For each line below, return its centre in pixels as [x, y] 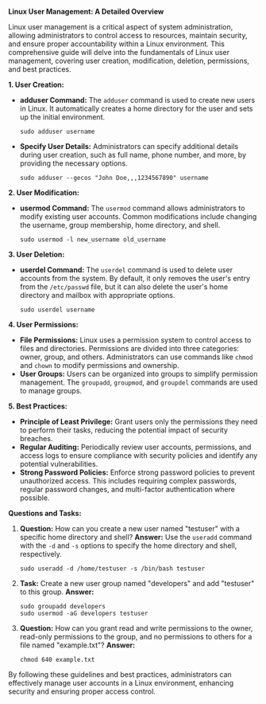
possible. [35, 498]
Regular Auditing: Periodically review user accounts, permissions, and [135, 447]
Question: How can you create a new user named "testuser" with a [130, 528]
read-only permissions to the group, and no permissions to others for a [136, 637]
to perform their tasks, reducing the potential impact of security [124, 430]
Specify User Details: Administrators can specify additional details [129, 146]
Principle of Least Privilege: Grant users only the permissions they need [139, 422]
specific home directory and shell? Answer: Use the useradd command [136, 537]
